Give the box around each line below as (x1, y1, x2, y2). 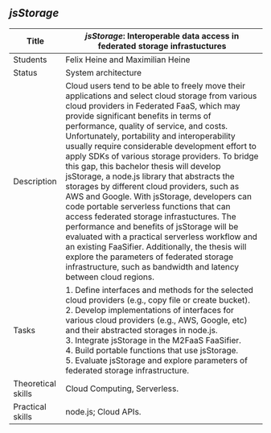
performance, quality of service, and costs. (65, 120, 228, 131)
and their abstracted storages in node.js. (65, 324, 218, 336)
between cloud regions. (65, 271, 155, 282)
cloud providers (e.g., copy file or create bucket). (65, 294, 251, 305)
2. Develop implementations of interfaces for (65, 304, 234, 315)
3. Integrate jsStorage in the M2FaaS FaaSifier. (65, 334, 242, 345)
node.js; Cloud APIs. (65, 406, 142, 417)
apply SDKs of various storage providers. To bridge (65, 151, 259, 162)
